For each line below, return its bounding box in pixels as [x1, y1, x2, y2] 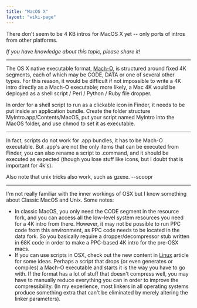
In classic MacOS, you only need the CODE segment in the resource [14, 207, 179, 215]
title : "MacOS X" [6, 8, 49, 15]
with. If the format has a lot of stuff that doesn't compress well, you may [14, 270, 189, 277]
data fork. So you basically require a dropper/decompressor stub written [14, 233, 190, 240]
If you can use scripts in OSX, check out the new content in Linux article [14, 251, 189, 259]
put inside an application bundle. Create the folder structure [6, 107, 151, 115]
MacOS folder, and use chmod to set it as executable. [6, 120, 135, 127]
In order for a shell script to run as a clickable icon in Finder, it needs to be [6, 101, 185, 108]
